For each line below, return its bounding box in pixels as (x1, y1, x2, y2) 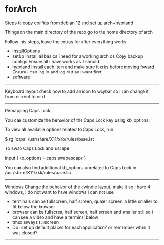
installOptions (12, 48, 40, 54)
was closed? (12, 229, 38, 236)
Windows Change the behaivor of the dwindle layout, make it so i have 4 (5, 184, 151, 190)
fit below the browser (12, 203, 55, 209)
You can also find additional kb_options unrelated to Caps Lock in (5, 164, 137, 170)
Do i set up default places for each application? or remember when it (12, 224, 150, 230)
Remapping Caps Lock (5, 107, 51, 113)
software (12, 74, 30, 80)
